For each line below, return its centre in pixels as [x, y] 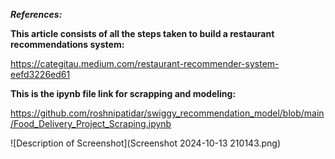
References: [36, 14]
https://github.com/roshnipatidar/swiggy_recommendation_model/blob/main [167, 113]
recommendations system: [67, 44]
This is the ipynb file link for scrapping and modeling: [123, 93]
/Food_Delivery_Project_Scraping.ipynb [91, 123]
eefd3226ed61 [40, 74]
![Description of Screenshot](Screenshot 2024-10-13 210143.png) [146, 143]
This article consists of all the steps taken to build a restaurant [142, 33]
